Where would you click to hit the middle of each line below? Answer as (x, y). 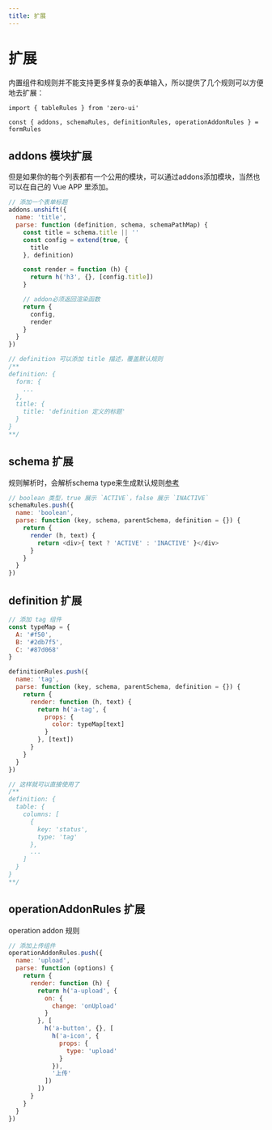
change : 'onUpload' (84, 1006)
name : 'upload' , (43, 961)
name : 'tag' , (38, 680)
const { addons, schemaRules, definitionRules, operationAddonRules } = (134, 122)
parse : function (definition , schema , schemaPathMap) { (112, 225)
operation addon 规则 (44, 930)
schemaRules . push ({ (41, 506)
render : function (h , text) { (81, 702)
